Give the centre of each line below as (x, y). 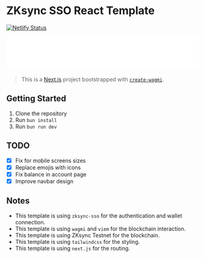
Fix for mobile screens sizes (50, 161)
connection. (30, 222)
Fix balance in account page (51, 174)
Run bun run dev (36, 126)
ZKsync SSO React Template (81, 11)
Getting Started (36, 99)
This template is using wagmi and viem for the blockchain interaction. (100, 229)
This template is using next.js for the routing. (72, 248)
